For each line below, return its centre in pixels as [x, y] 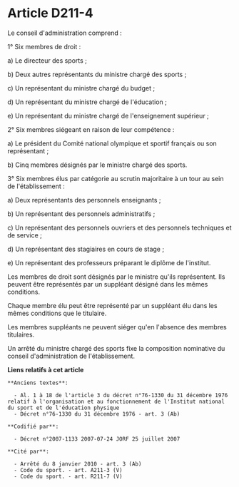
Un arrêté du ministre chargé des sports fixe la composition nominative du [116, 348]
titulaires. [21, 334]
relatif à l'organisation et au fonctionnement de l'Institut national [116, 401]
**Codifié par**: [33, 426]
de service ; [25, 235]
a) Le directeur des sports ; [47, 60]
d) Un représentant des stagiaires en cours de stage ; [86, 249]
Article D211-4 [51, 13]
